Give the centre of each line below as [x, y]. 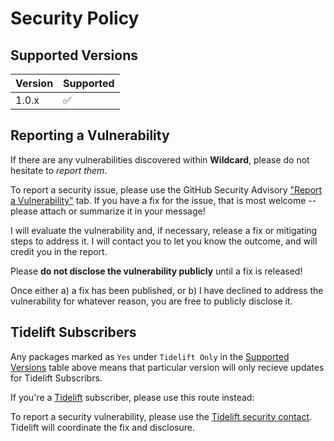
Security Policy [75, 18]
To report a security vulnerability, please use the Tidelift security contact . [161, 416]
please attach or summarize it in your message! [108, 211]
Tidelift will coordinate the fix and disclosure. [102, 427]
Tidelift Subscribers [73, 332]
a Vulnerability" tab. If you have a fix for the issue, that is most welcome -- [163, 200]
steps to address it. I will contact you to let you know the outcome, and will [164, 241]
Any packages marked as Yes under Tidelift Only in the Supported [150, 356]
